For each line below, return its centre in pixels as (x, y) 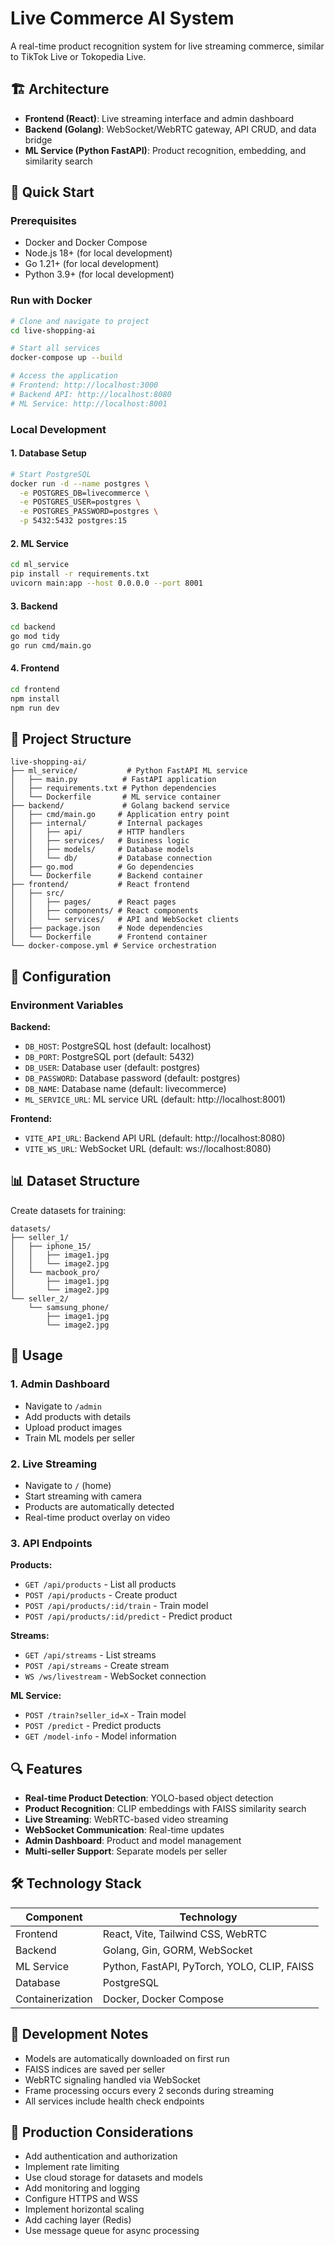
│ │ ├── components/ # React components (104, 911)
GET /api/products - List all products (100, 1584)
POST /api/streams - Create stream (97, 1666)
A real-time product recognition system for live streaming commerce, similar (167, 46)
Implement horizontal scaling (84, 2209)
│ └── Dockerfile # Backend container (106, 876)
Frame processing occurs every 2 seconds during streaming (149, 2090)
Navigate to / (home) (68, 1485)
